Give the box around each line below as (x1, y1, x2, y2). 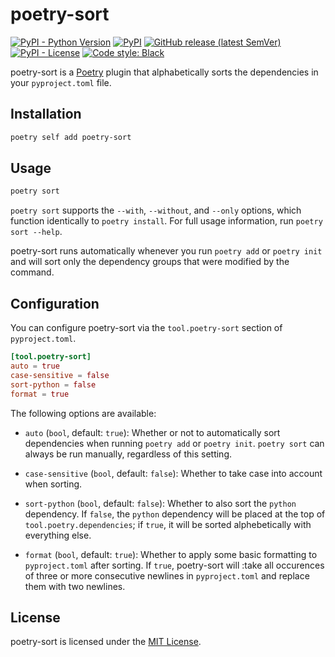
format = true (10, 389, 70, 399)
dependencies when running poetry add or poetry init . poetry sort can (24, 437, 325, 449)
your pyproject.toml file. (10, 76, 112, 88)
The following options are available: (10, 407, 157, 419)
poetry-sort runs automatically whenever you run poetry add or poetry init (10, 245, 323, 257)
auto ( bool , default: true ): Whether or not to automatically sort (24, 426, 281, 438)
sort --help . (10, 226, 63, 238)
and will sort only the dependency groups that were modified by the (10, 256, 290, 268)
